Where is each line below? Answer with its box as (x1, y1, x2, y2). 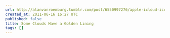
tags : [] (5, 26, 24, 31)
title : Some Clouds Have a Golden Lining (5, 21, 94, 26)
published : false (5, 16, 42, 21)
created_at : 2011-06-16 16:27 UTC (5, 12, 78, 17)
